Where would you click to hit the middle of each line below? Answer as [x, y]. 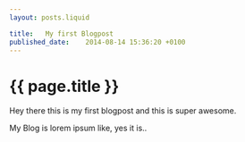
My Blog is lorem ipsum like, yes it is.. [78, 128]
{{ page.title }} [64, 86]
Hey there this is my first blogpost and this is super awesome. [123, 111]
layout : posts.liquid [50, 17]
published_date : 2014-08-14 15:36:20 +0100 [97, 42]
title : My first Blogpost [62, 33]
